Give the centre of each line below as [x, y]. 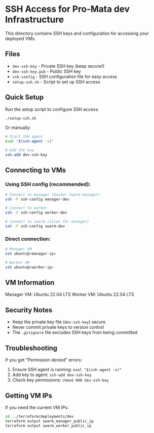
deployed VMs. [20, 39]
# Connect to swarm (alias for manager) [47, 222]
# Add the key [20, 150]
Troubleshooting [31, 348]
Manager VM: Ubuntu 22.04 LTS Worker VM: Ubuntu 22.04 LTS [70, 295]
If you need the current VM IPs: [37, 407]
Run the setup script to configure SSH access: [52, 109]
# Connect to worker [26, 208]
